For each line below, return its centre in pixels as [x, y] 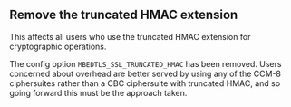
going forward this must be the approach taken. [98, 92]
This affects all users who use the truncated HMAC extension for [130, 36]
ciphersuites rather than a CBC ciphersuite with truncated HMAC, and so [145, 83]
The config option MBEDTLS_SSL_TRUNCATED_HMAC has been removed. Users [145, 63]
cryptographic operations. [58, 46]
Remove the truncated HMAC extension [124, 15]
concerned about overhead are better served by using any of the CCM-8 [145, 73]
